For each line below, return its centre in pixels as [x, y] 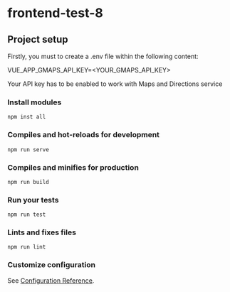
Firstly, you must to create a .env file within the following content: [103, 56]
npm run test [27, 215]
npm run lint [27, 247]
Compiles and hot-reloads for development [84, 135]
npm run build [28, 182]
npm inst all [27, 117]
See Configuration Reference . [51, 280]
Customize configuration [52, 265]
